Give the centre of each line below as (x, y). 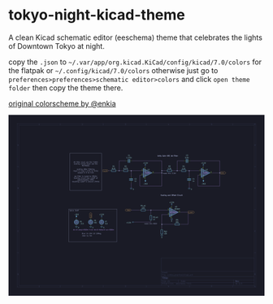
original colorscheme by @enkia (62, 103)
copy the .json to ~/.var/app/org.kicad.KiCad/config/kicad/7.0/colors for (135, 62)
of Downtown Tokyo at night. (57, 46)
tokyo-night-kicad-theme (97, 15)
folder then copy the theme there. (66, 88)
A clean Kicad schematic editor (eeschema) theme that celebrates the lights (135, 37)
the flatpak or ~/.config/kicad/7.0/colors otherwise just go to (113, 70)
